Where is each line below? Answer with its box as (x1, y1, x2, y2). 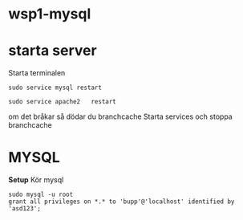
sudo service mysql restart (8, 84, 103, 92)
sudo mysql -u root (8, 190, 74, 199)
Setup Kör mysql (8, 175, 64, 185)
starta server (8, 42, 98, 60)
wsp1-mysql (8, 5, 91, 23)
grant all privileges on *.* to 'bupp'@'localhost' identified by (8, 198, 235, 206)
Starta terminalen (8, 68, 66, 78)
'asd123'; (8, 205, 42, 213)
